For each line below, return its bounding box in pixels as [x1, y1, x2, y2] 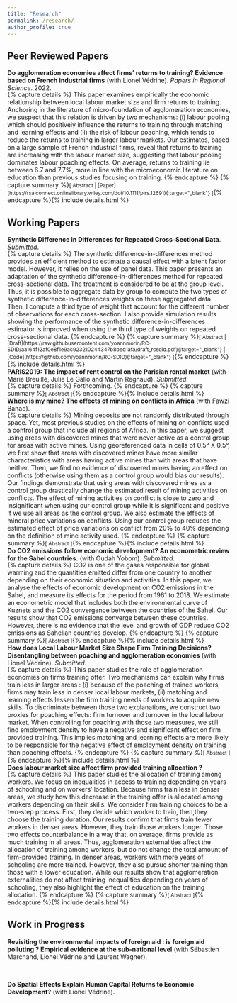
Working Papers [7, 216, 80, 228]
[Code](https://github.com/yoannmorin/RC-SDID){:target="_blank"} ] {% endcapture [7, 353, 219, 360]
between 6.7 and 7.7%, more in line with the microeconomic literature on [7, 166, 218, 174]
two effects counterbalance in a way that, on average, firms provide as [7, 831, 214, 838]
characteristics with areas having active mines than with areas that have [7, 456, 218, 465]
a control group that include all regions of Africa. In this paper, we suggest [7, 426, 224, 434]
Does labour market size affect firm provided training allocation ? [7, 763, 203, 772]
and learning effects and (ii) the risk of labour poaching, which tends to [7, 128, 214, 137]
